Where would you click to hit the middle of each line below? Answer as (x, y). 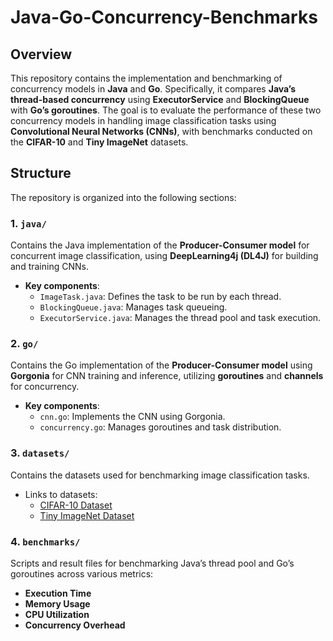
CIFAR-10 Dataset (76, 505)
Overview (41, 54)
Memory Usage (57, 604)
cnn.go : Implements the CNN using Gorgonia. (132, 417)
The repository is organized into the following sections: (123, 197)
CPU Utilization (57, 614)
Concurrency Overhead (75, 625)
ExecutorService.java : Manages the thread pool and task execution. (180, 318)
